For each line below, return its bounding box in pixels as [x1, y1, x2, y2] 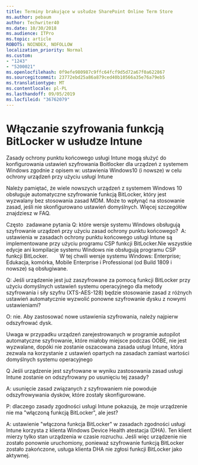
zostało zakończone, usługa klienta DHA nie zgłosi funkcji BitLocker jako [6, 446, 182, 453]
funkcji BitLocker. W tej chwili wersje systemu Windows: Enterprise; [6, 252, 181, 259]
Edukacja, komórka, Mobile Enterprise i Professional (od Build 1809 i [6, 258, 173, 266]
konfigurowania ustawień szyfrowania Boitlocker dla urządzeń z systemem [6, 160, 189, 167]
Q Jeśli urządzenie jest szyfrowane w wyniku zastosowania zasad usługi [6, 367, 183, 374]
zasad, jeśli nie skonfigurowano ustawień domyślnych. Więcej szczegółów [6, 203, 187, 210]
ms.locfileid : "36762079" [6, 96, 70, 102]
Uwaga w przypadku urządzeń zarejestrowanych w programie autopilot [6, 330, 180, 337]
